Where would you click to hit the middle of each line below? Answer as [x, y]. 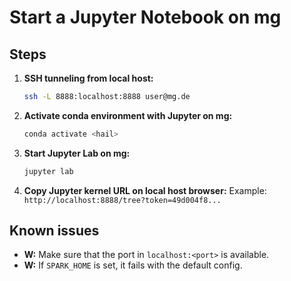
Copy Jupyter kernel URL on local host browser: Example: [145, 190]
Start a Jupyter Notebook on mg [145, 17]
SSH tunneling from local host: [88, 78]
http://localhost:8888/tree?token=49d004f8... [122, 200]
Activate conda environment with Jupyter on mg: [128, 115]
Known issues [54, 231]
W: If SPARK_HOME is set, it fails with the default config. [133, 265]
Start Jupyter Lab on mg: [77, 153]
